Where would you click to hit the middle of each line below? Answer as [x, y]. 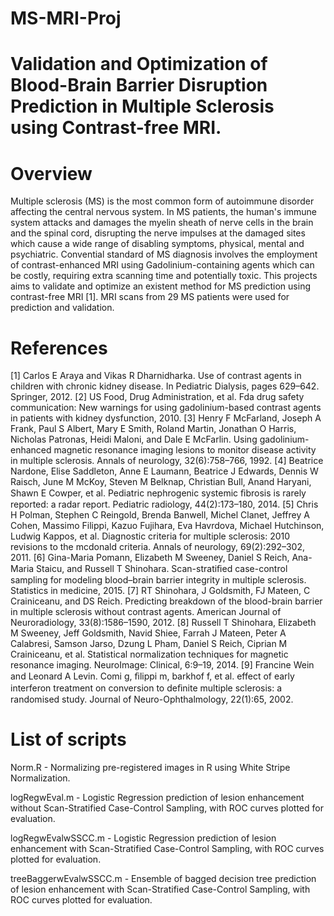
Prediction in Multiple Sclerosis [142, 106]
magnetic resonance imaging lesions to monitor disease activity [185, 450]
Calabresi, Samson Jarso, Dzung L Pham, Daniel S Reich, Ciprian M [149, 644]
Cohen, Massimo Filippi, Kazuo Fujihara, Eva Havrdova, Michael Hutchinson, [167, 526]
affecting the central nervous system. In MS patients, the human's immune [164, 212]
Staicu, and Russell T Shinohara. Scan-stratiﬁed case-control [162, 569]
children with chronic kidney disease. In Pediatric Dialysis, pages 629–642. [165, 386]
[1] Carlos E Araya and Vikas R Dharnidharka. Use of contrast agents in [156, 376]
